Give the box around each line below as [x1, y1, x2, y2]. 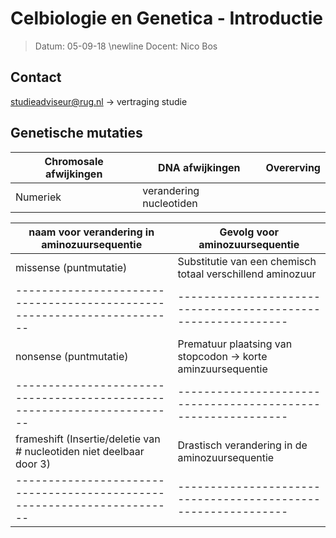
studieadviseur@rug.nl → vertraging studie [10, 95, 188, 107]
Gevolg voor [219, 225, 279, 239]
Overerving [265, 160, 321, 174]
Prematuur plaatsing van [177, 337, 293, 351]
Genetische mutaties [10, 125, 143, 142]
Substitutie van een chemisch [177, 254, 317, 268]
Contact [10, 69, 62, 86]
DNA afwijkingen [158, 160, 241, 174]
